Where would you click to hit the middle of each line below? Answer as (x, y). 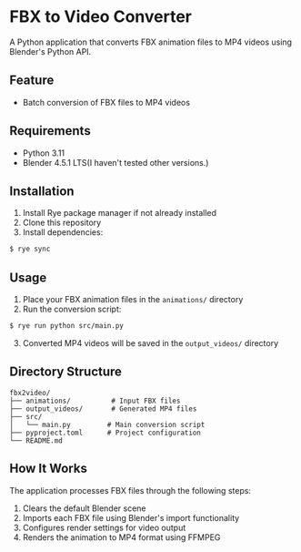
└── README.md (36, 440)
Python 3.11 (44, 153)
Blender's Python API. (50, 51)
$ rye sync (30, 249)
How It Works (49, 469)
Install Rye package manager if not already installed (119, 213)
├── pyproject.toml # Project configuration (105, 433)
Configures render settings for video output (104, 527)
